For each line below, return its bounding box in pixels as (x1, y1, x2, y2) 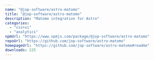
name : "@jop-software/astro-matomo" (5, 7, 80, 12)
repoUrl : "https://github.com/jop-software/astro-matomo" (5, 39, 126, 44)
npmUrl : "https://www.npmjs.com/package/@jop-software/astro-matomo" (5, 34, 150, 39)
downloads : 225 (5, 47, 36, 52)
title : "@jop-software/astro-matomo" (5, 12, 82, 16)
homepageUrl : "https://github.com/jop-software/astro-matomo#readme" (5, 43, 150, 48)
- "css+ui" (9, 25, 32, 30)
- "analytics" (9, 30, 38, 34)
